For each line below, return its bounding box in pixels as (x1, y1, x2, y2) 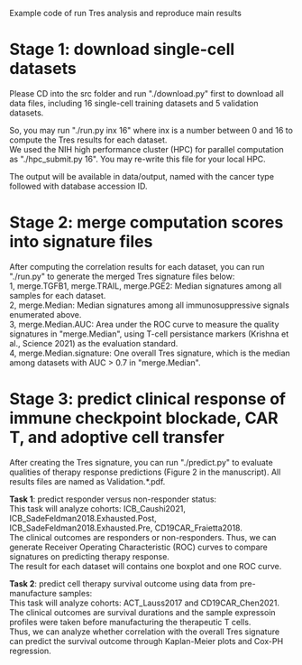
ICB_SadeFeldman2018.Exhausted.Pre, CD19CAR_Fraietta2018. (9, 522, 243, 533)
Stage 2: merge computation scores (9, 212, 284, 233)
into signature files (9, 232, 153, 252)
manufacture (9, 587, 57, 598)
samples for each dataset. (9, 290, 106, 300)
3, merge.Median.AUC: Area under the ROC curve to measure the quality (9, 319, 279, 329)
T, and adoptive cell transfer (9, 428, 225, 448)
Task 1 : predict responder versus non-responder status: (9, 494, 217, 504)
